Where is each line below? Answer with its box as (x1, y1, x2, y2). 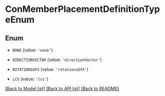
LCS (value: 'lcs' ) (12, 76, 49, 82)
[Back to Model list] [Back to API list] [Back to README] (5, 86, 119, 92)
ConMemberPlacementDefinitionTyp (5, 3, 160, 15)
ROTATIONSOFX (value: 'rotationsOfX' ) (12, 66, 88, 72)
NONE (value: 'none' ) (12, 47, 53, 53)
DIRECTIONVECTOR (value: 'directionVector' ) (12, 57, 102, 63)
